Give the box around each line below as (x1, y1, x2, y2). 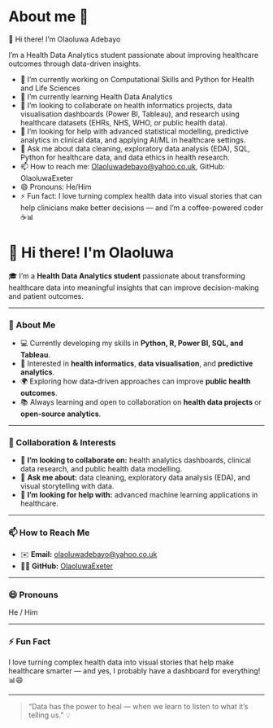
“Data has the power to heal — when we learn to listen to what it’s (28, 702, 249, 712)
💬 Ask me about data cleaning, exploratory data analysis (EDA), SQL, (19, 143, 250, 153)
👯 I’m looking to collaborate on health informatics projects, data (19, 100, 233, 110)
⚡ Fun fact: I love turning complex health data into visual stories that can (19, 191, 262, 200)
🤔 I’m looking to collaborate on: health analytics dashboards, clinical (19, 455, 252, 465)
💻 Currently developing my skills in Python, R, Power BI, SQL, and (19, 338, 244, 349)
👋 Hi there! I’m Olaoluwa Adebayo (8, 34, 121, 44)
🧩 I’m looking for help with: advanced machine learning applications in (19, 490, 258, 500)
